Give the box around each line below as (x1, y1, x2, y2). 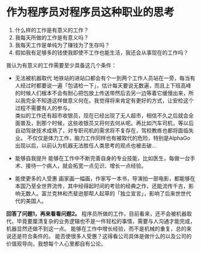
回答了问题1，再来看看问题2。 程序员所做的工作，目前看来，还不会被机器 (6, 210, 187, 217)
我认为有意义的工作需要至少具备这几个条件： (6, 61, 117, 69)
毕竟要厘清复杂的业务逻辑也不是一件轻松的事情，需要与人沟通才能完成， (16, 217, 196, 225)
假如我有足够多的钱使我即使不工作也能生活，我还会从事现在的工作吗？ (14, 49, 189, 56)
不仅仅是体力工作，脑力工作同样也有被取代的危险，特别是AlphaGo (26, 134, 191, 141)
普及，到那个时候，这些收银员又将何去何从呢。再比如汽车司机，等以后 (20, 119, 194, 126)
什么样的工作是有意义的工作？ (14, 26, 89, 34)
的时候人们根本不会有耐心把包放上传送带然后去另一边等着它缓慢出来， (14, 89, 189, 97)
